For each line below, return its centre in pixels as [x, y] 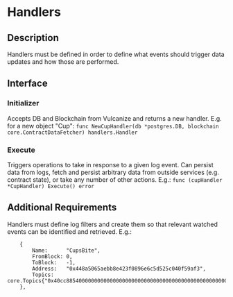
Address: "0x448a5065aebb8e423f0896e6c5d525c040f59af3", [119, 269]
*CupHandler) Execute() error [51, 186]
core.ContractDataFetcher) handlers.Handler [72, 133]
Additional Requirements [62, 208]
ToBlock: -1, [54, 262]
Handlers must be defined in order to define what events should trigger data [116, 54]
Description [33, 38]
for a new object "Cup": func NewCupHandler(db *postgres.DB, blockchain [113, 126]
